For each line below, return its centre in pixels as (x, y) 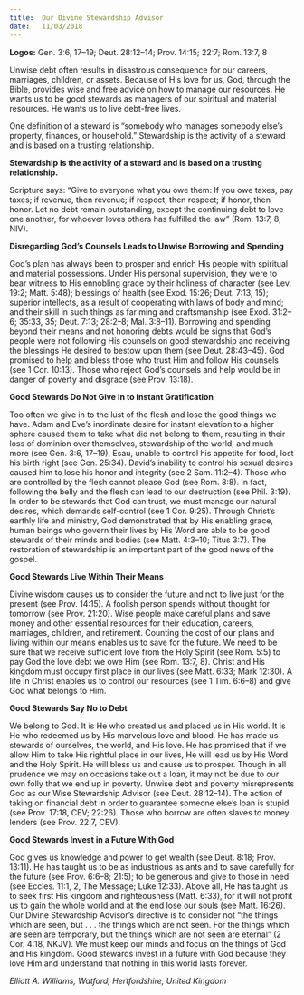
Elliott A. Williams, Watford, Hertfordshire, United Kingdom (118, 980)
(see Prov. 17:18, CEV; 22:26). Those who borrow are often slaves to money (149, 812)
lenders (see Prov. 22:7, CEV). (65, 822)
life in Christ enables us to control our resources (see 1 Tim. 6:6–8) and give (150, 680)
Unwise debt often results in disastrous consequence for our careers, (139, 70)
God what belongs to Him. (58, 690)
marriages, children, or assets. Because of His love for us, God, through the (150, 79)
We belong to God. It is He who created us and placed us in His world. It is (148, 726)
